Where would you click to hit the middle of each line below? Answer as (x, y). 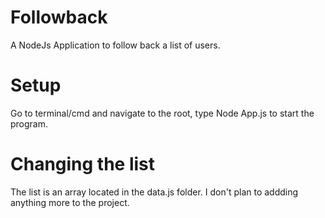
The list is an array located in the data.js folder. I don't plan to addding (154, 192)
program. (29, 123)
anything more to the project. (70, 202)
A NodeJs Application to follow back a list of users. (115, 45)
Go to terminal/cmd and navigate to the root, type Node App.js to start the (162, 113)
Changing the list (83, 164)
